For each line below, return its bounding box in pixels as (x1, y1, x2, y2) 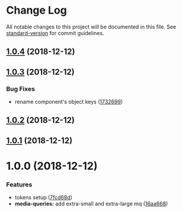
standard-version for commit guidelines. (6, 29, 104, 36)
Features (6, 180, 33, 189)
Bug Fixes (6, 84, 36, 93)
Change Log (6, 4, 67, 17)
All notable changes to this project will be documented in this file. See (6, 23, 177, 30)
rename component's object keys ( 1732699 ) (14, 98, 123, 106)
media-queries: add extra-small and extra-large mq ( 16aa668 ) (14, 200, 168, 208)
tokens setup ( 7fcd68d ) (14, 194, 73, 201)
